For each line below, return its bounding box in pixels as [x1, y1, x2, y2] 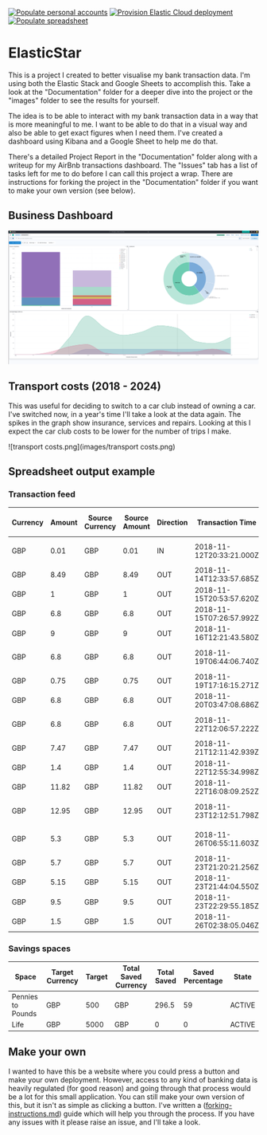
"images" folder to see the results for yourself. [8, 96, 161, 105]
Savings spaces [8, 943, 72, 954]
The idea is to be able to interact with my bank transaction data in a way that [8, 111, 258, 120]
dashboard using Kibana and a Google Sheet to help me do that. [8, 136, 219, 146]
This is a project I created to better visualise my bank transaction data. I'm [8, 70, 250, 80]
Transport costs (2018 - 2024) [8, 379, 161, 394]
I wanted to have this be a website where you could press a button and [8, 1066, 240, 1076]
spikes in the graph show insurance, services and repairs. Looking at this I [8, 418, 251, 427]
